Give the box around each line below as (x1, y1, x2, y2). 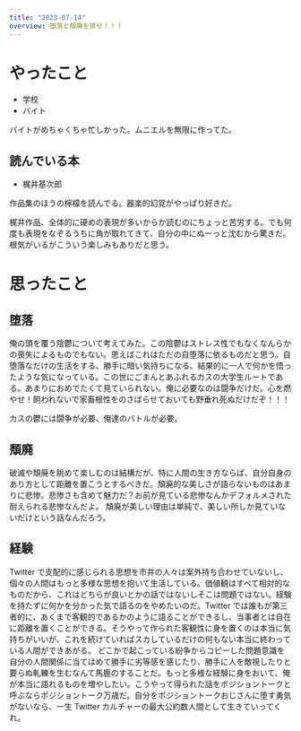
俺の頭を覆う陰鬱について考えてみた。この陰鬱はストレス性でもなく (9, 338, 260, 349)
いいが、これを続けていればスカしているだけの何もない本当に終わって (32, 633, 291, 644)
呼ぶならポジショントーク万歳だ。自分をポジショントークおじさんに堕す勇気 (9, 690, 292, 701)
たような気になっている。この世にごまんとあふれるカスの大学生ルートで (9, 371, 276, 382)
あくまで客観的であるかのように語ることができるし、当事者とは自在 (39, 611, 292, 622)
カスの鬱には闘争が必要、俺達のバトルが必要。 (9, 413, 183, 424)
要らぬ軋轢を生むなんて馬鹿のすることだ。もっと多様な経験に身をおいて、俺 (9, 667, 291, 678)
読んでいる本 (9, 153, 80, 169)
